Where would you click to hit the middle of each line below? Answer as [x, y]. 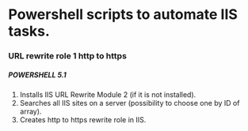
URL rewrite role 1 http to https [67, 56]
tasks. [29, 31]
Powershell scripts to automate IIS [123, 15]
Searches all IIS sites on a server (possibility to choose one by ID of [130, 103]
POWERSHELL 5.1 [38, 75]
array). [31, 111]
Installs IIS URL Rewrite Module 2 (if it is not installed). [108, 95]
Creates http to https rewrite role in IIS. [83, 120]
